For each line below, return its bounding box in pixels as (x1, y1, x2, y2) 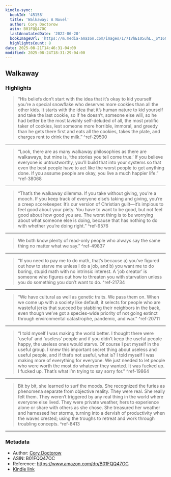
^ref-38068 (17, 175, 42, 182)
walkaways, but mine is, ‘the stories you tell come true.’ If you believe (17, 154, 163, 160)
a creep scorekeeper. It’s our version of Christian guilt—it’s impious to (17, 201, 164, 207)
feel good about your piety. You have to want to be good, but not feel (17, 207, 163, 213)
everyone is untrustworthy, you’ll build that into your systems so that (17, 159, 161, 166)
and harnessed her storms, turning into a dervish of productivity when (17, 410, 165, 416)
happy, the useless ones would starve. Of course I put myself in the (17, 341, 159, 347)
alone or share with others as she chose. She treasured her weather (17, 405, 160, 411)
